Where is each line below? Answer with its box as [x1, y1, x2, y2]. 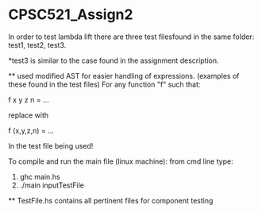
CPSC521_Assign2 [8, 6, 133, 24]
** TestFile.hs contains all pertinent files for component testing [8, 196, 214, 205]
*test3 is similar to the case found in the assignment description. [8, 56, 220, 65]
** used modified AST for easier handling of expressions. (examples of [8, 71, 240, 80]
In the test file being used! [8, 141, 94, 150]
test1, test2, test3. [8, 40, 67, 49]
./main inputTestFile [19, 180, 85, 190]
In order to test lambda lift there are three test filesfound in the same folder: [8, 32, 255, 41]
